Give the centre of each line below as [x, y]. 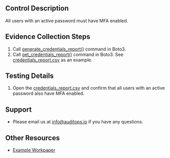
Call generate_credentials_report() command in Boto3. [69, 49]
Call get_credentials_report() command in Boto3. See [68, 54]
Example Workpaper [34, 150]
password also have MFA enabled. [48, 93]
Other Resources [32, 138]
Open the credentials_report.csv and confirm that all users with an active [89, 88]
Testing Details [30, 76]
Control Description [37, 8]
